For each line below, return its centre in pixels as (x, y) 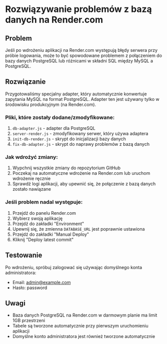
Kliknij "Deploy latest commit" (43, 239)
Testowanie (24, 255)
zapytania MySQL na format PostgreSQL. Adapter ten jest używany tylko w (82, 99)
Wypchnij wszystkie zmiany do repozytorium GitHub (66, 168)
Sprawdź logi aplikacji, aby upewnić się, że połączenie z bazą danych (84, 184)
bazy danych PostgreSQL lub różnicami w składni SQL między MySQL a (79, 61)
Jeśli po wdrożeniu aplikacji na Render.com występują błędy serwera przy (81, 50)
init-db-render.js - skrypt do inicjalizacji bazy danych (69, 139)
